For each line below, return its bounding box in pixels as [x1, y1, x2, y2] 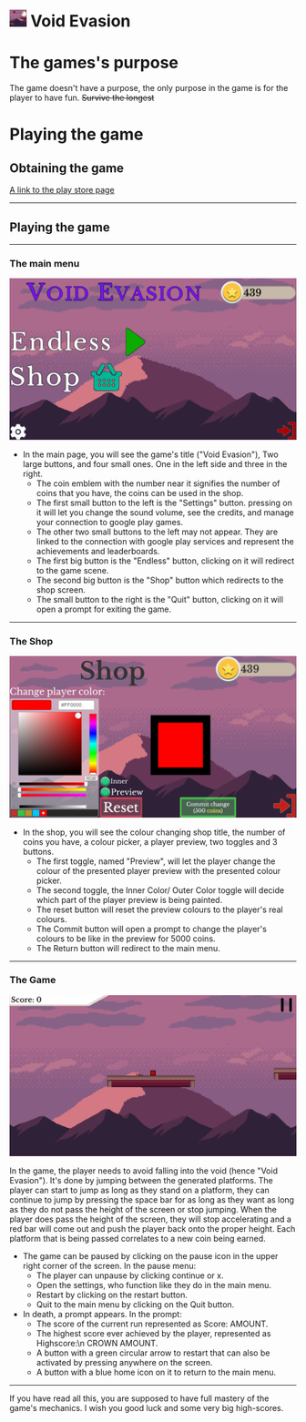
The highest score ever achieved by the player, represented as [36, 1328, 271, 1339]
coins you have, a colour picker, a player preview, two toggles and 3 [22, 836, 278, 847]
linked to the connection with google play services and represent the [36, 535, 294, 546]
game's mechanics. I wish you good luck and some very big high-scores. [9, 1403, 284, 1414]
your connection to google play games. [36, 516, 184, 527]
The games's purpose [9, 53, 179, 73]
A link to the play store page [9, 185, 116, 196]
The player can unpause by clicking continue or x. [36, 1270, 224, 1281]
